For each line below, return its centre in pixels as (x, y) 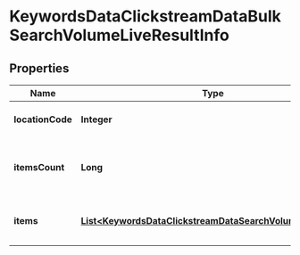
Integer (97, 119)
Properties (39, 68)
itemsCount (39, 167)
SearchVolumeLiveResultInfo (119, 35)
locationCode (43, 119)
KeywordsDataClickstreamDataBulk (145, 16)
